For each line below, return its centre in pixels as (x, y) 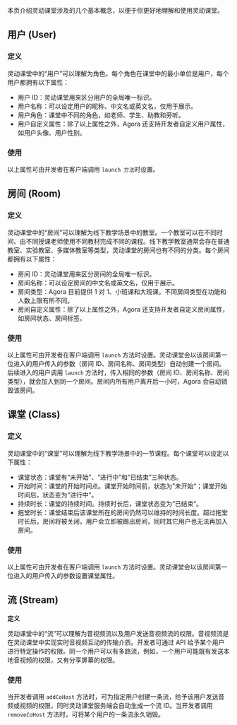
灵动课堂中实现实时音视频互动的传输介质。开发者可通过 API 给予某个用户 (119, 642)
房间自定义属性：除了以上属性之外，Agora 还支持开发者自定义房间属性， (123, 309)
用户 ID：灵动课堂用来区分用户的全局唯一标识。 (86, 97)
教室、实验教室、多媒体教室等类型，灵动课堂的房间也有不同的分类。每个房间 (119, 250)
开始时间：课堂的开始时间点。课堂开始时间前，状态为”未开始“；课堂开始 (122, 485)
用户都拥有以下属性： (38, 82)
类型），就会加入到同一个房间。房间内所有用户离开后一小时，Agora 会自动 (114, 381)
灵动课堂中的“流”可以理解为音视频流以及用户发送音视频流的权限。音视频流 (115, 633)
